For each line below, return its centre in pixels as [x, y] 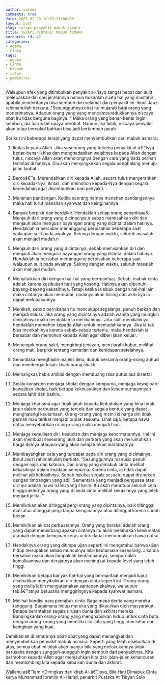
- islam [14, 74]
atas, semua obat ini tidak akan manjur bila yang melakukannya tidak [75, 647]
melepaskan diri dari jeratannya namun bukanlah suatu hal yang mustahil [79, 97]
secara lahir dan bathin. [37, 394]
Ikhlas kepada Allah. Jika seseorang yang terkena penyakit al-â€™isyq [83, 147]
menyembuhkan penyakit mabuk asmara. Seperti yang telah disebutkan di [80, 641]
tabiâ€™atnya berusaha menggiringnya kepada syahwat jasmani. [78, 591]
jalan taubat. [25, 168]
